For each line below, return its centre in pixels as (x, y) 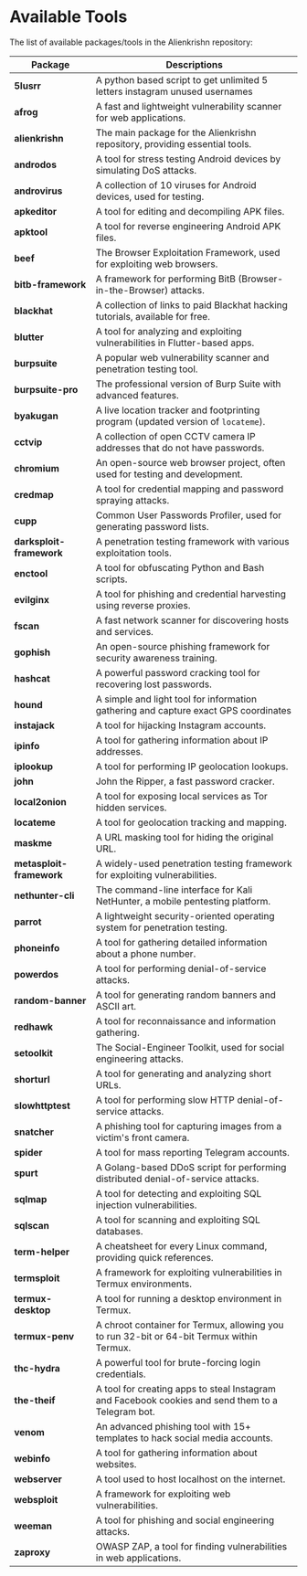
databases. (119, 1231)
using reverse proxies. (143, 605)
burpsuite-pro (46, 389)
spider (28, 1152)
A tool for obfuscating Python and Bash (180, 567)
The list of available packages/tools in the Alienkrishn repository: (131, 42)
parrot (28, 922)
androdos (36, 164)
